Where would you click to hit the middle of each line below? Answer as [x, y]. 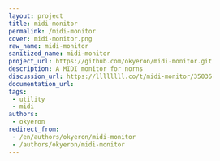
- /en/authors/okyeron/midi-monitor [74, 137]
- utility [28, 99]
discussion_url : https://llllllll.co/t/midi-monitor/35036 [110, 76]
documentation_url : [41, 84]
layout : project [36, 16]
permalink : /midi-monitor [52, 31]
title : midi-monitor [43, 24]
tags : [17, 91]
